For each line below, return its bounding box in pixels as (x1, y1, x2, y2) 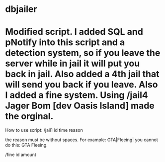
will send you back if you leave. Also (5, 79, 158, 90)
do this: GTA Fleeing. (5, 142, 48, 148)
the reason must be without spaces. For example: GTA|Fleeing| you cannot (5, 137, 158, 143)
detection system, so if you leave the (5, 47, 161, 59)
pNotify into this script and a (5, 37, 125, 48)
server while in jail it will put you (5, 58, 140, 69)
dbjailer (5, 3, 37, 15)
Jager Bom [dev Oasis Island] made (5, 100, 155, 111)
